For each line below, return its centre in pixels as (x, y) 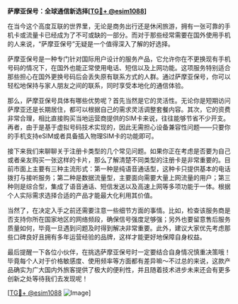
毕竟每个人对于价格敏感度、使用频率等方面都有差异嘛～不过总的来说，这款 (116, 261)
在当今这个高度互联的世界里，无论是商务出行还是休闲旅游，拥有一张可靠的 (116, 26)
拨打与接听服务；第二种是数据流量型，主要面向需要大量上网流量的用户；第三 (119, 178)
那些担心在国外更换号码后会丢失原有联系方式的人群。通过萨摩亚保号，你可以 (119, 77)
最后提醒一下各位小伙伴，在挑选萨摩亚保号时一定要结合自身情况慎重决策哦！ (119, 252)
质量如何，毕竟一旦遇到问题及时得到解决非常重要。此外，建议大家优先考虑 (116, 228)
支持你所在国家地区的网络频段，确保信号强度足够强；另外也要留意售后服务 (122, 219)
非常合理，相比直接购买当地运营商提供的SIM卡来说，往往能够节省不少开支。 (119, 118)
